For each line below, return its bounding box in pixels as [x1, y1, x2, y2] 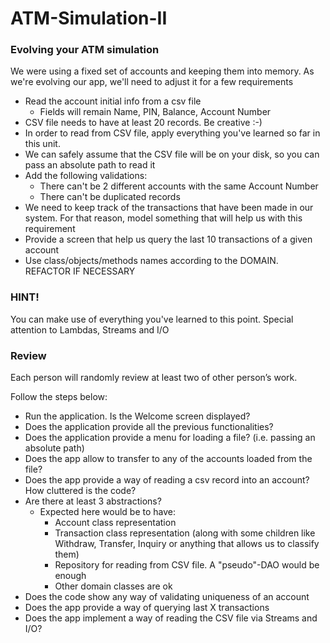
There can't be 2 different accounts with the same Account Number [39, 180, 319, 192]
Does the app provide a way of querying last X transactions [24, 602, 270, 614]
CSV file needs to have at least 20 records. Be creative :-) [24, 117, 263, 129]
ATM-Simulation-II [10, 7, 168, 30]
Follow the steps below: [10, 391, 108, 403]
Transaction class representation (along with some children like [54, 527, 316, 539]
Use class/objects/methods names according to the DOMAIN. [24, 255, 279, 267]
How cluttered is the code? [24, 485, 137, 497]
